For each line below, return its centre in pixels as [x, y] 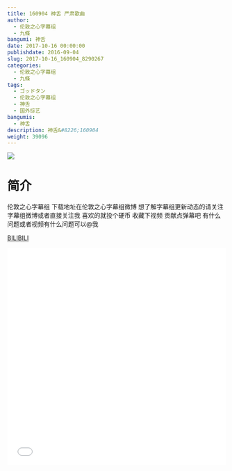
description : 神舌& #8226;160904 [53, 130]
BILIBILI [18, 238]
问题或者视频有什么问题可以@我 [53, 224]
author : [18, 20]
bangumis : [22, 117]
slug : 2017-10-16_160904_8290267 [56, 59]
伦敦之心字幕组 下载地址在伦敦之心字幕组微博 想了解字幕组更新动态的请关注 [115, 207]
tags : [15, 85]
